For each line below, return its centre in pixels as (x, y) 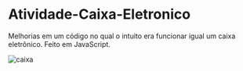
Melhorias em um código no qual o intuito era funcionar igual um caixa (122, 36)
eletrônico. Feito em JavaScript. (60, 44)
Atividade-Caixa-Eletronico (99, 14)
